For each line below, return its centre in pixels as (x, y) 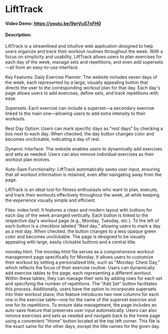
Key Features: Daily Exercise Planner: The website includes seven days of (81, 77)
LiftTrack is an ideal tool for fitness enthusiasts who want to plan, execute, (82, 190)
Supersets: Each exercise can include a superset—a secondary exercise (80, 108)
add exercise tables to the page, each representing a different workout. (79, 273)
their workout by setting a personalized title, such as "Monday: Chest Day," (83, 262)
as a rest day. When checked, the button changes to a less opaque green (81, 231)
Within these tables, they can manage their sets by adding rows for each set (84, 278)
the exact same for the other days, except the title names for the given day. (83, 326)
